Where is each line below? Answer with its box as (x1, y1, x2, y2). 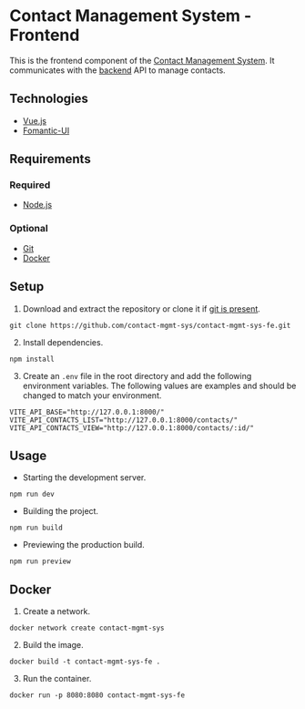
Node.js (22, 200, 53, 211)
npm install (9, 354, 55, 364)
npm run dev (9, 489, 55, 499)
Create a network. (22, 606, 91, 617)
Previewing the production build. (22, 539, 146, 550)
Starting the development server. (22, 472, 147, 483)
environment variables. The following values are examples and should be (22, 380, 297, 391)
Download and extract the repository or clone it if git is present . (22, 303, 261, 314)
